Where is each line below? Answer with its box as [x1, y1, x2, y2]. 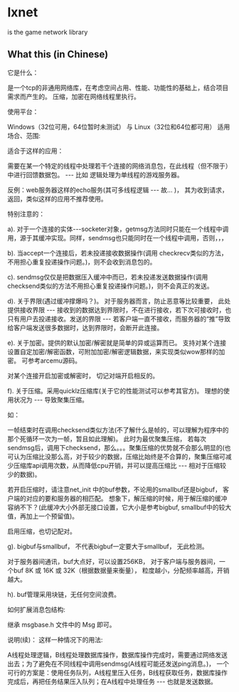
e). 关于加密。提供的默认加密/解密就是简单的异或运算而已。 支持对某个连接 [7, 339, 227, 347]
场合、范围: [7, 131, 41, 139]
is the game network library [7, 28, 88, 36]
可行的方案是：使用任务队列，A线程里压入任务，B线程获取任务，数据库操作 [7, 668, 228, 676]
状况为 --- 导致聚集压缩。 [13, 395, 89, 404]
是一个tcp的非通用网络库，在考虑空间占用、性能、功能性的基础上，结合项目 [7, 83, 229, 92]
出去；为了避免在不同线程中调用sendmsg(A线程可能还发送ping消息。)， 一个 [7, 659, 230, 668]
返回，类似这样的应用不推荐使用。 [7, 194, 107, 203]
